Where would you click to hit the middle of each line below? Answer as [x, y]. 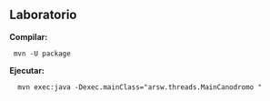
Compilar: [29, 36]
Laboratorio [43, 15]
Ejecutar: [27, 70]
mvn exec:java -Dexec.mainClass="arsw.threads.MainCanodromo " [140, 87]
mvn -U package [42, 54]
